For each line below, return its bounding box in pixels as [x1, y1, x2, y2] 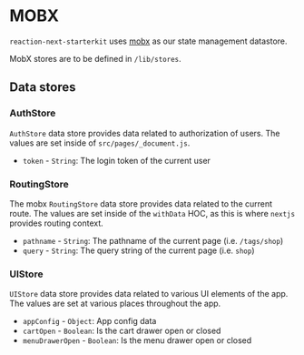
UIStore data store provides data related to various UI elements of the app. [9, 289, 289, 299]
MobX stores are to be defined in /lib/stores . [9, 53, 181, 64]
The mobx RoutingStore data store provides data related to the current [9, 198, 273, 209]
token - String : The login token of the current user [22, 155, 211, 166]
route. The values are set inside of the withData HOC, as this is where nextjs [9, 208, 296, 218]
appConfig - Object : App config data [22, 316, 157, 327]
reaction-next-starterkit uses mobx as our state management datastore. [9, 35, 288, 46]
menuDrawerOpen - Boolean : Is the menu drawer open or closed [22, 335, 252, 346]
